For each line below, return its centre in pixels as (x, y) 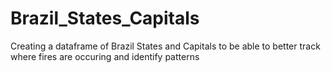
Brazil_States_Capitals (105, 18)
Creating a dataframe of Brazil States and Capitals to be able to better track (165, 46)
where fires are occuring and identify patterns (105, 56)
